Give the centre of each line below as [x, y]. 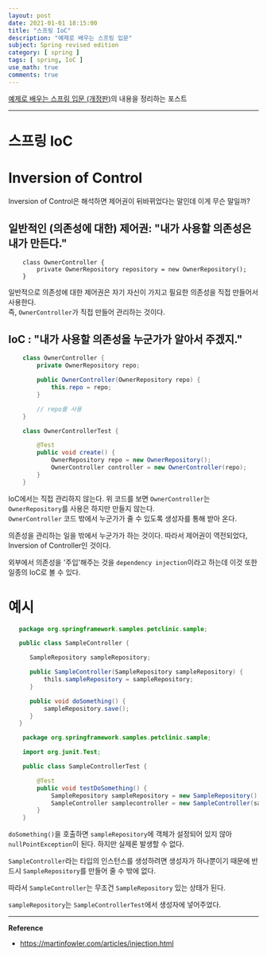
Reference [26, 928]
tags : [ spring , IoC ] [46, 60]
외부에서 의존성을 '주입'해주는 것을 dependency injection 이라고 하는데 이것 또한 [133, 562]
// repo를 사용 [59, 409]
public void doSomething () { [77, 701]
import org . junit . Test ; [62, 752]
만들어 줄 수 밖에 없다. [122, 871]
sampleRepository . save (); [86, 708]
